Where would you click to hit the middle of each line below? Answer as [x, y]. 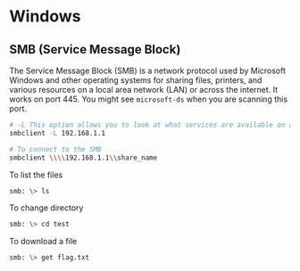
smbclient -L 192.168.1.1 [57, 133]
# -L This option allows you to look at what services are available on [147, 125]
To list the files [36, 175]
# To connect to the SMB [55, 149]
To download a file [43, 242]
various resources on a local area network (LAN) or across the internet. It [144, 90]
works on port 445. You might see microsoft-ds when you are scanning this [149, 99]
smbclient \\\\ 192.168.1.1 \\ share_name [83, 158]
